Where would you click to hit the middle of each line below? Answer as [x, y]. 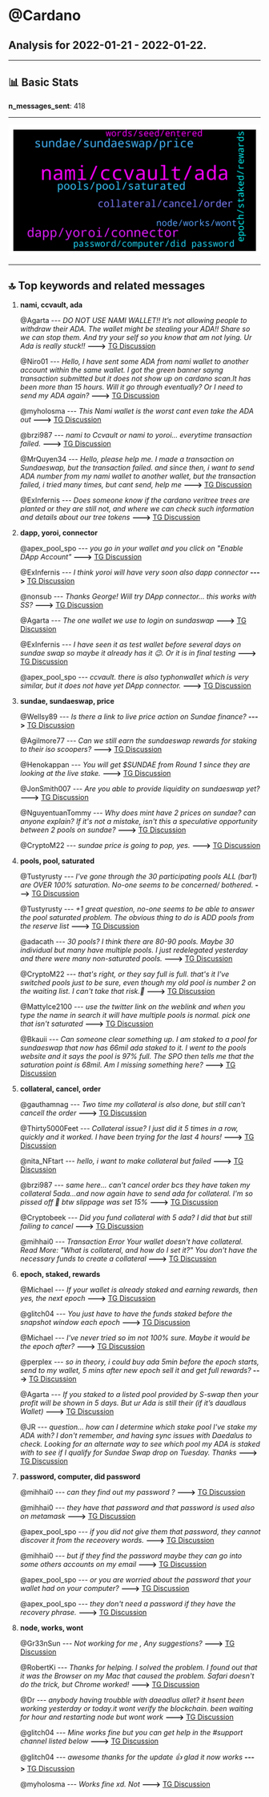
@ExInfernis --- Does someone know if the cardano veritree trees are [135, 500]
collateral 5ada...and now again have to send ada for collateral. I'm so [137, 1193]
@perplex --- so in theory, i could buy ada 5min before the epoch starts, [139, 1362]
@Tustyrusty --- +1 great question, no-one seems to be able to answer [137, 909]
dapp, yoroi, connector [59, 533]
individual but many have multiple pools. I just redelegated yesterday [134, 950]
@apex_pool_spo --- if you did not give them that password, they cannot [140, 1532]
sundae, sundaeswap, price [67, 701]
